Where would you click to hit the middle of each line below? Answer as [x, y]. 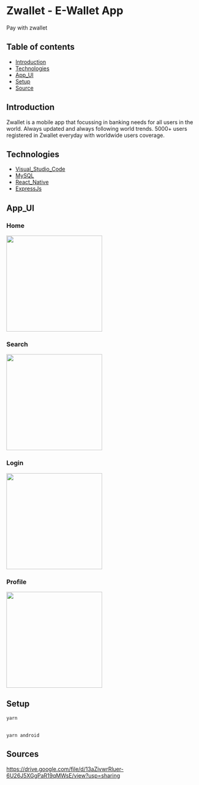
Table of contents [40, 47]
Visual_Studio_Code [40, 169]
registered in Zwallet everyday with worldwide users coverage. [86, 135]
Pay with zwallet [27, 28]
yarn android [23, 735]
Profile [17, 582]
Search [17, 344]
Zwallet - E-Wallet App [65, 11]
